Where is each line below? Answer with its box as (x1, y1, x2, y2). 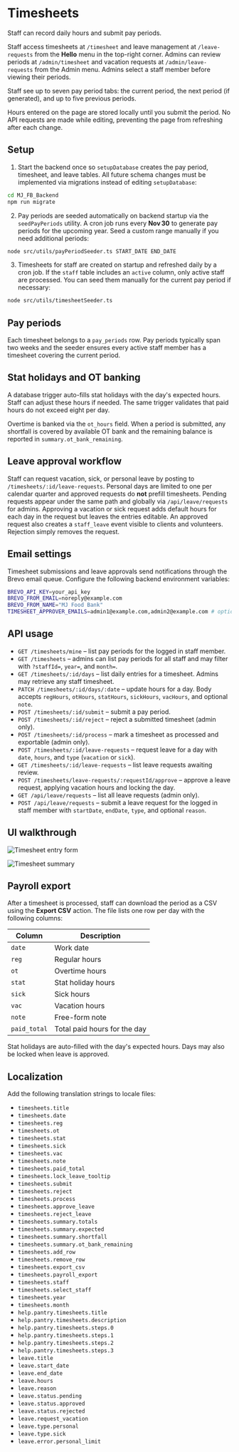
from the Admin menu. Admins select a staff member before (34, 65, 211, 73)
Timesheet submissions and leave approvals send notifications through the (7, 567, 228, 576)
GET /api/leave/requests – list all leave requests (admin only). (17, 790, 200, 799)
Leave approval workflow (7, 455, 122, 468)
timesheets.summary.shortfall (17, 1234, 108, 1241)
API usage (7, 628, 53, 640)
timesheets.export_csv (17, 1264, 85, 1271)
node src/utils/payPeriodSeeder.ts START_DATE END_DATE (7, 247, 176, 255)
